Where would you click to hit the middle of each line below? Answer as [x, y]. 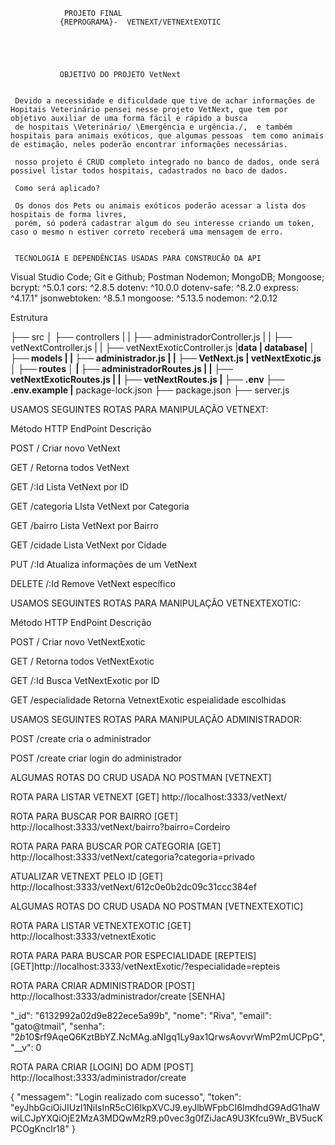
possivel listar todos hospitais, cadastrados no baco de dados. [149, 171]
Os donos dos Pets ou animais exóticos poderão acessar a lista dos [160, 206]
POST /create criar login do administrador [96, 758]
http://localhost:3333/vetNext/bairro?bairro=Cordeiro [120, 827]
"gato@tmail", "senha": [57, 1026]
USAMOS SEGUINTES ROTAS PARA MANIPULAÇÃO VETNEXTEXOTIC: [155, 603]
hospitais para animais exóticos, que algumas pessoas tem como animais [167, 136]
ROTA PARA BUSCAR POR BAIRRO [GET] [94, 816]
